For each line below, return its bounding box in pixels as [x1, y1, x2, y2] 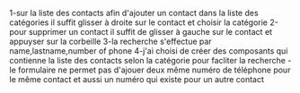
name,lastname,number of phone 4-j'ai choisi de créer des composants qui [9, 46, 288, 56]
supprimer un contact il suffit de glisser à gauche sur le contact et [28, 27, 272, 37]
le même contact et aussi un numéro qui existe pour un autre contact [9, 74, 265, 84]
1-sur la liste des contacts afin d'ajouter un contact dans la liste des [9, 8, 259, 18]
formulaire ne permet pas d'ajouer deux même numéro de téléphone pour [17, 64, 291, 75]
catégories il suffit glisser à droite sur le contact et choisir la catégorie [9, 17, 268, 28]
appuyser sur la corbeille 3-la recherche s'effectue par [9, 36, 213, 46]
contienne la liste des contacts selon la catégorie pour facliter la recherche [9, 55, 286, 65]
